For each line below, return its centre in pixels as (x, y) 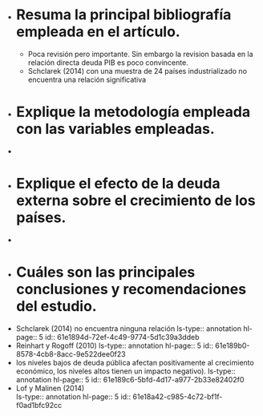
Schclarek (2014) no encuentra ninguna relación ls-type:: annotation (129, 328)
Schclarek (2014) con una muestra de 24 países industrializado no (137, 71)
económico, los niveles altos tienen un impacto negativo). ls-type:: (125, 371)
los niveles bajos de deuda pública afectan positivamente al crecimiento (135, 362)
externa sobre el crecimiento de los (136, 201)
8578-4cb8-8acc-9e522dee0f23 (71, 353)
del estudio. (57, 306)
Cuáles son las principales (105, 272)
